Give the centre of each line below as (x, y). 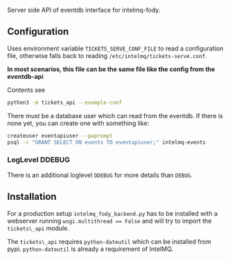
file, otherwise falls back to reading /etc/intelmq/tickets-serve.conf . (107, 55)
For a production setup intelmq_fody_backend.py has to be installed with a (113, 213)
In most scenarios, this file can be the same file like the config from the (111, 69)
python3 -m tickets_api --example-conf (65, 102)
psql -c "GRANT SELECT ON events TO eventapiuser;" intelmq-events (107, 142)
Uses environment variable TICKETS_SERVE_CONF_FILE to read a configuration (115, 48)
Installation (32, 197)
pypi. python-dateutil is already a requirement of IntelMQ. (90, 249)
